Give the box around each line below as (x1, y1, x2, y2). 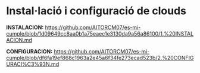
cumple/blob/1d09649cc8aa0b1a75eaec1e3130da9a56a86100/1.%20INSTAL (6, 30, 194, 37)
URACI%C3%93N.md (6, 61, 60, 68)
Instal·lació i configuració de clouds (6, 4, 186, 18)
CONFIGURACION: (6, 47, 53, 55)
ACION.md (6, 36, 33, 43)
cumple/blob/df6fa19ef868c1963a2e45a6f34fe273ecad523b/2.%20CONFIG (6, 54, 194, 61)
